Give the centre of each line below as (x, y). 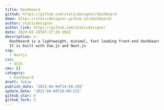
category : (15, 73)
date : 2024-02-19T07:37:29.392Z (38, 32)
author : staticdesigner (29, 23)
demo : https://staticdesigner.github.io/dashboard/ (59, 18)
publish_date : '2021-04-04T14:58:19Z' (44, 86)
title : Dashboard (23, 9)
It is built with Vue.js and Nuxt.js (48, 46)
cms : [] (13, 69)
